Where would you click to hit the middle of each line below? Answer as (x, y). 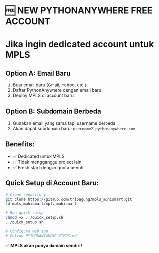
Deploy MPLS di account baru (43, 96)
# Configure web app (27, 231)
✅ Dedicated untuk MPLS (39, 156)
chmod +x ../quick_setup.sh (35, 218)
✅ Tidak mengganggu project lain (47, 162)
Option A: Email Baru (38, 73)
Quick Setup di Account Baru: (52, 183)
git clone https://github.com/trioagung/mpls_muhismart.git (69, 199)
